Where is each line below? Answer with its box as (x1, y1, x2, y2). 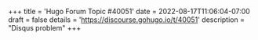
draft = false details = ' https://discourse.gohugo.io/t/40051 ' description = (8, 15, 245, 24)
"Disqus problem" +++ (8, 24, 82, 32)
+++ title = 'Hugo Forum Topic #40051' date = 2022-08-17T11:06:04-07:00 (8, 7, 251, 16)
